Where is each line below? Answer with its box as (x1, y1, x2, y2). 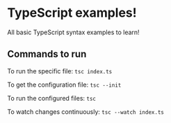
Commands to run (7, 48, 87, 60)
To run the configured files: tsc (7, 94, 96, 102)
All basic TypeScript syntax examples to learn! (7, 28, 140, 36)
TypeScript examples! (7, 5, 137, 21)
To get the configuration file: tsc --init (7, 80, 122, 89)
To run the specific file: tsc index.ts (7, 66, 113, 75)
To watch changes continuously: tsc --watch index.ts (7, 107, 165, 116)
